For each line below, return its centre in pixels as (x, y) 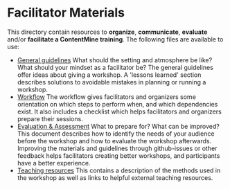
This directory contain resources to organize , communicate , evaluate (107, 32)
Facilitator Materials (66, 13)
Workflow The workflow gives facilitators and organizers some (106, 97)
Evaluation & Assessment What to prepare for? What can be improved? (118, 126)
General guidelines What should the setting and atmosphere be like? (115, 60)
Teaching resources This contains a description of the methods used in (119, 170)
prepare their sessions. (50, 118)
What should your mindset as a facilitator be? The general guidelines (115, 67)
